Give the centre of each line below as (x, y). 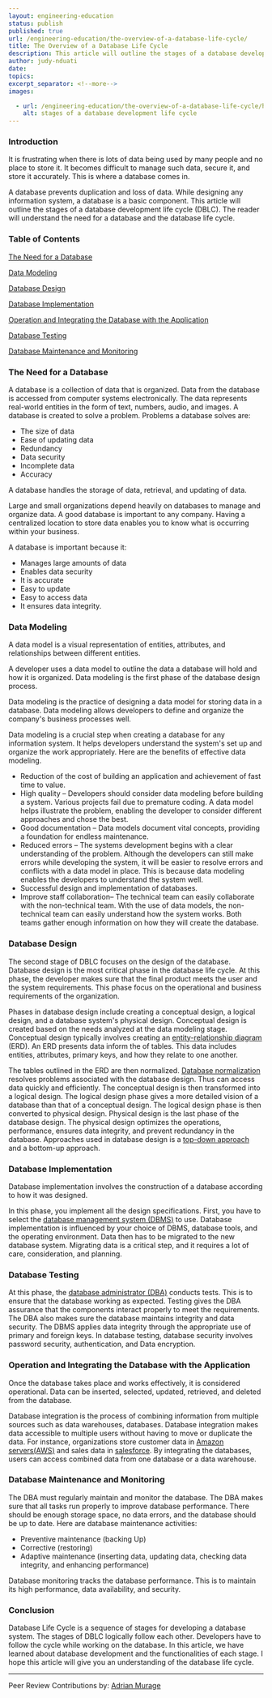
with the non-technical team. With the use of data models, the (123, 905)
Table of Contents (45, 239)
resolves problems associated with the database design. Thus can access (132, 1079)
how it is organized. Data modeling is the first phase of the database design (134, 678)
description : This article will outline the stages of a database (123, 53)
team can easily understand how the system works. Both (147, 914)
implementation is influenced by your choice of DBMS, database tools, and (133, 1228)
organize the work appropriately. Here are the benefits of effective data (127, 752)
